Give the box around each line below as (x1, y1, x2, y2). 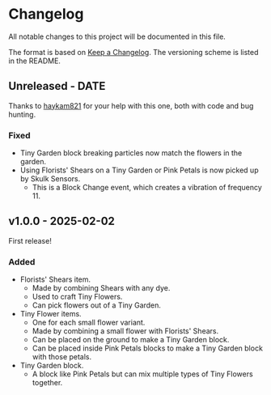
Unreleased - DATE (8, 79, 106, 93)
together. (32, 378, 63, 388)
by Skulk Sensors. (19, 174, 81, 184)
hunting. (8, 109, 36, 119)
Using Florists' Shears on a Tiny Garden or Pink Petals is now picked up (19, 165, 259, 175)
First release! (8, 236, 53, 245)
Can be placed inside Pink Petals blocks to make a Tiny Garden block (32, 343, 263, 353)
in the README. (8, 56, 61, 66)
